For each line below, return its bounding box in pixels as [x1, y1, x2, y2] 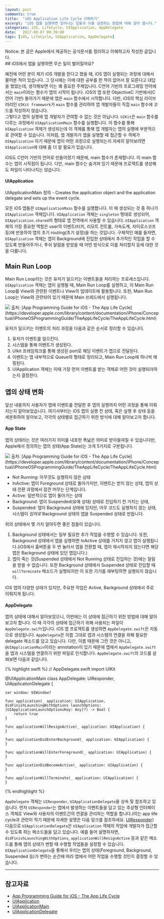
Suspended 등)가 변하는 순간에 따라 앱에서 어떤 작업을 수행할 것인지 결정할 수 [5, 854, 153, 859]
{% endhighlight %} [5, 789, 45, 795]
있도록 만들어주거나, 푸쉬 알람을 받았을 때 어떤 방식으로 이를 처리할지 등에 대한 [5, 242, 154, 248]
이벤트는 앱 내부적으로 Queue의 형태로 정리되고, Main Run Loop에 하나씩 [12, 354, 152, 360]
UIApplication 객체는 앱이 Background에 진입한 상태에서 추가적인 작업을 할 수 [5, 236, 155, 242]
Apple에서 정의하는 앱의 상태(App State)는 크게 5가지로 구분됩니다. [5, 443, 133, 449]
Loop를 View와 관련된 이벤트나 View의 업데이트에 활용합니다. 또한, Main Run [5, 288, 153, 294]
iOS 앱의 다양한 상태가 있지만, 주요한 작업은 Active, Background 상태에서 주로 [5, 584, 154, 591]
